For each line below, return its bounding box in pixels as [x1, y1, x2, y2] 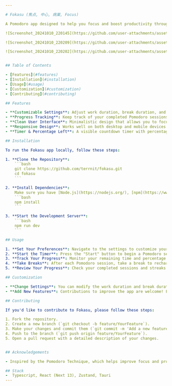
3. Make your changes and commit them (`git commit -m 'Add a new [5, 326, 150, 332]
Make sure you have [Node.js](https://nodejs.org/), [14, 190, 130, 195]
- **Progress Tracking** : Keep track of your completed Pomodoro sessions [5, 115, 168, 120]
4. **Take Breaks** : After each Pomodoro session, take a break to [5, 261, 153, 266]
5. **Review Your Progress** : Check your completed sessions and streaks [5, 266, 166, 271]
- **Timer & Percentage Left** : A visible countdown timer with [5, 129, 145, 134]
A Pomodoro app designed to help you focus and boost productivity [5, 21, 153, 26]
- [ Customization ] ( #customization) [5, 86, 81, 91]
